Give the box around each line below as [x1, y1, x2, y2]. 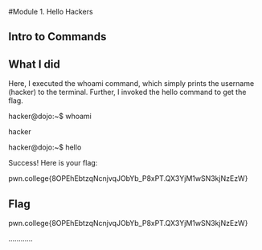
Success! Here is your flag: [8, 158, 98, 168]
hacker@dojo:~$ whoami [8, 112, 92, 121]
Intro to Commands [8, 30, 107, 43]
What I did [8, 57, 60, 71]
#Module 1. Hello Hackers [8, 7, 94, 16]
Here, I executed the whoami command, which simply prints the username [8, 79, 255, 88]
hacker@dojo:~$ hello [8, 142, 82, 152]
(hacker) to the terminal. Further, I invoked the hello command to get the [8, 88, 247, 97]
